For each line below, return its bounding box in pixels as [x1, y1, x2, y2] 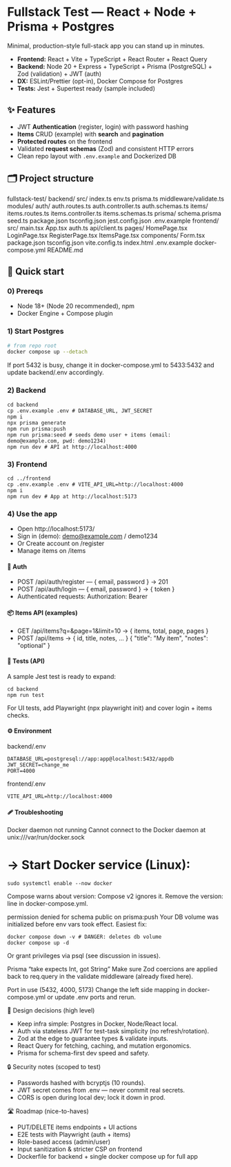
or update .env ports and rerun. [47, 993, 137, 1002]
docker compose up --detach [7, 349, 88, 356]
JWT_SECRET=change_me [7, 762, 70, 769]
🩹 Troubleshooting [7, 808, 63, 816]
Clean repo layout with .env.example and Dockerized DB [17, 152, 177, 160]
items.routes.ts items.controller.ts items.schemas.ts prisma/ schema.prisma [7, 209, 222, 217]
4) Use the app [7, 509, 57, 518]
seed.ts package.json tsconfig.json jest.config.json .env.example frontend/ [7, 216, 219, 225]
